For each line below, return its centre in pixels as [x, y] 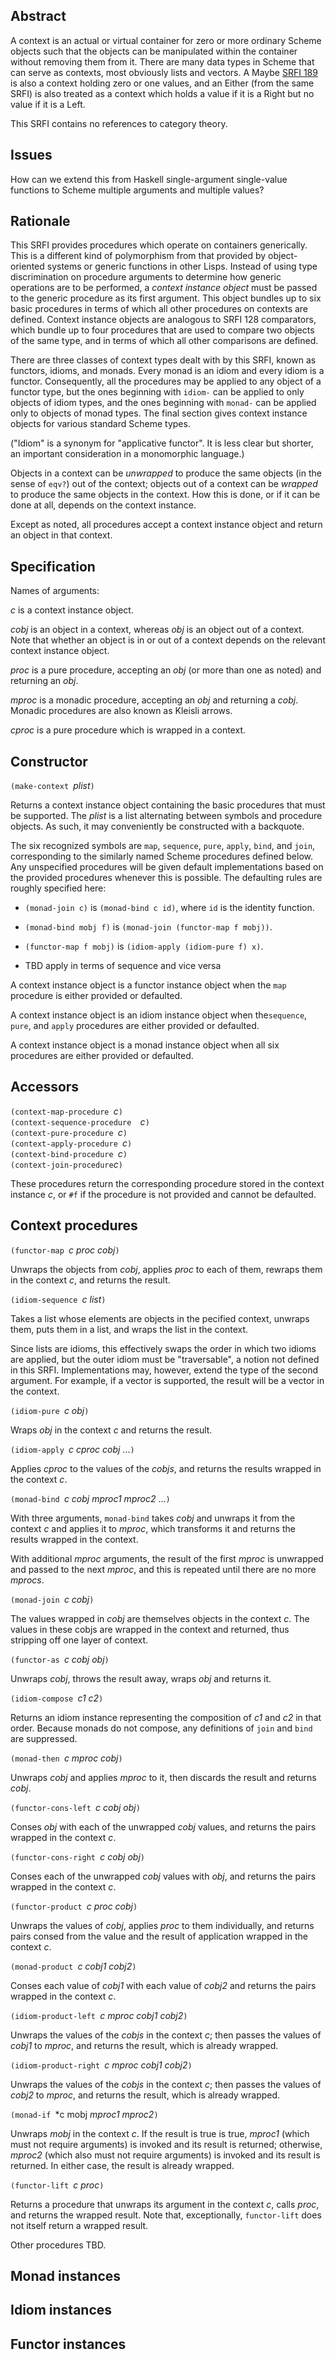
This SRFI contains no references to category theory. [119, 123]
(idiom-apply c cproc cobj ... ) [72, 1449]
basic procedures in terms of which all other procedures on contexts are [159, 309]
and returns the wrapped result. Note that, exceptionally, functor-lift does [166, 2215]
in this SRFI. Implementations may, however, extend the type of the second [164, 1370]
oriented [27, 266]
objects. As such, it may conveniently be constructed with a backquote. [157, 826]
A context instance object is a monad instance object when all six [145, 1045]
